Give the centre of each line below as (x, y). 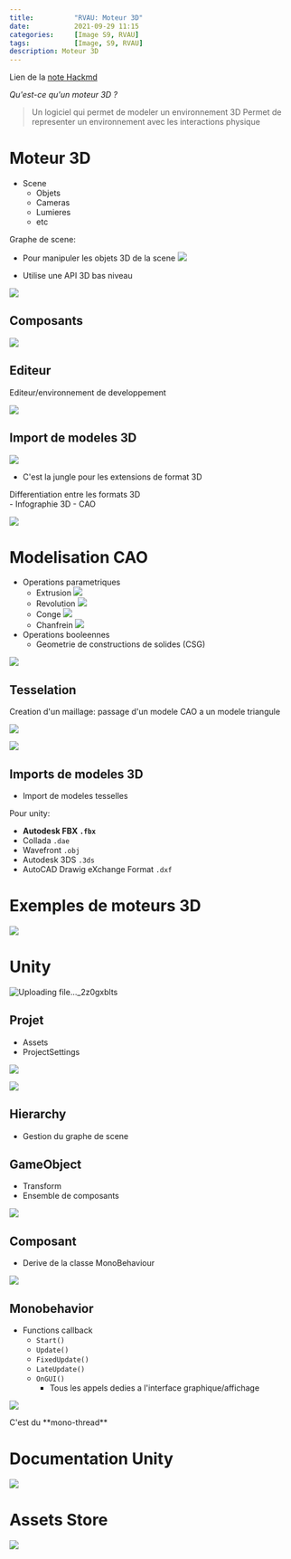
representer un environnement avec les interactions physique (145, 122)
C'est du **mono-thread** (59, 1422)
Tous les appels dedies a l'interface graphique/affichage (155, 1388)
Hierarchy (38, 1114)
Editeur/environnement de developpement (88, 392)
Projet (27, 1020)
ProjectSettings (51, 1051)
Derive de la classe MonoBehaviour (89, 1263)
